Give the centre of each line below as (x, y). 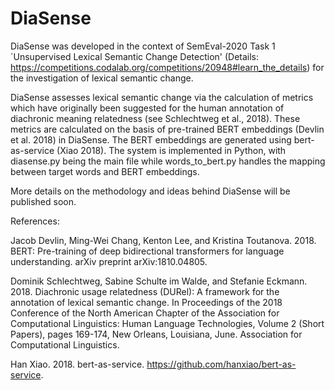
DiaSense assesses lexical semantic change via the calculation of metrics (162, 97)
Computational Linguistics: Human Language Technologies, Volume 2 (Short (167, 323)
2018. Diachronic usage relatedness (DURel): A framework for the (145, 291)
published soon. (43, 201)
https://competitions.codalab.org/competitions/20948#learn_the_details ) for (167, 67)
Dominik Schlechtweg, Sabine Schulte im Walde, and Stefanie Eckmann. (159, 281)
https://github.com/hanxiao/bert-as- (221, 364)
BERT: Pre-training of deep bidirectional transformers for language (147, 251)
